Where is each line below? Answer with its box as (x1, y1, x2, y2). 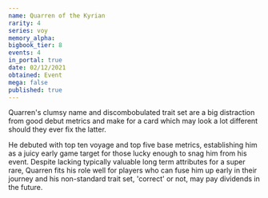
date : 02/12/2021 (8, 64, 66, 72)
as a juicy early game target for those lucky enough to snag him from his (8, 148, 247, 158)
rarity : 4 (8, 19, 42, 27)
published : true (8, 85, 62, 94)
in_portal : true (8, 57, 62, 65)
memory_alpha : (8, 34, 56, 42)
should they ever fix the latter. (8, 125, 106, 134)
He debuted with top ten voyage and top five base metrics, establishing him (8, 141, 258, 150)
